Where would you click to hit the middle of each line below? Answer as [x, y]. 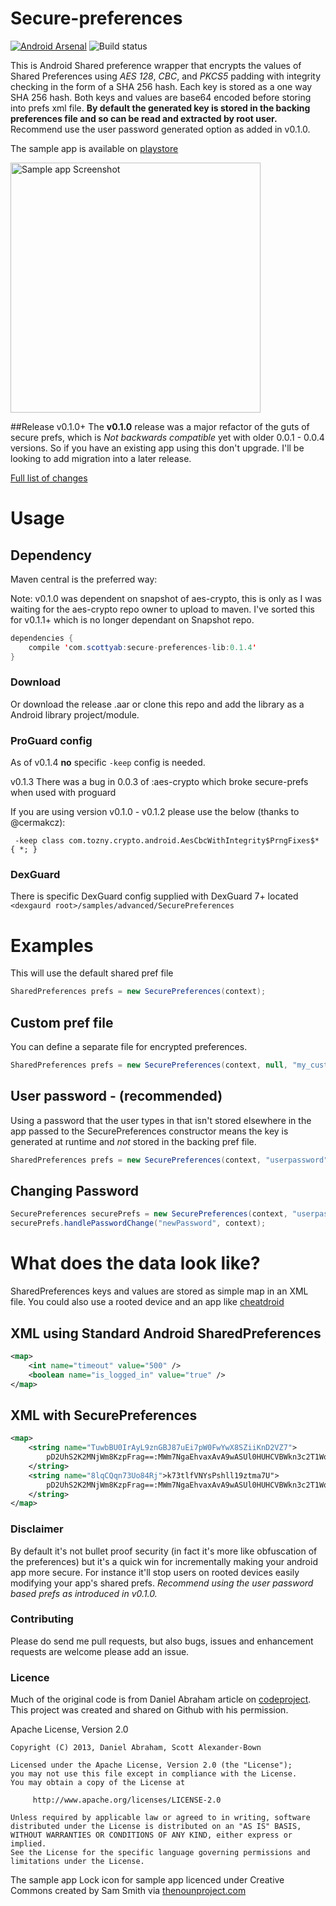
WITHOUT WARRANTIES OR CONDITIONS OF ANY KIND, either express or [151, 1835]
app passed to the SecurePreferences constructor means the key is [149, 1131]
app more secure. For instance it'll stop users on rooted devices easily [155, 1572]
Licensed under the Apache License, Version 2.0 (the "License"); [151, 1765]
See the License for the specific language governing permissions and [160, 1853]
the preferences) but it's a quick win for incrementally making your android [164, 1561]
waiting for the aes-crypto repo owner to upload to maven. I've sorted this [162, 609]
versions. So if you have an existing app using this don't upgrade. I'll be [157, 448]
